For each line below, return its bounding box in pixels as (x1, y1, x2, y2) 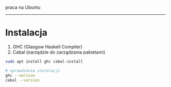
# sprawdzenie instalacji (5, 68, 60, 73)
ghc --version (5, 73, 36, 78)
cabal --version (5, 77, 40, 83)
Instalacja (5, 27, 47, 39)
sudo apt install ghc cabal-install (5, 59, 83, 64)
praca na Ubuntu (5, 5, 41, 10)
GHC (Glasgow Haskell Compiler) (12, 43, 82, 50)
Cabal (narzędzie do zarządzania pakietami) (12, 49, 105, 55)
